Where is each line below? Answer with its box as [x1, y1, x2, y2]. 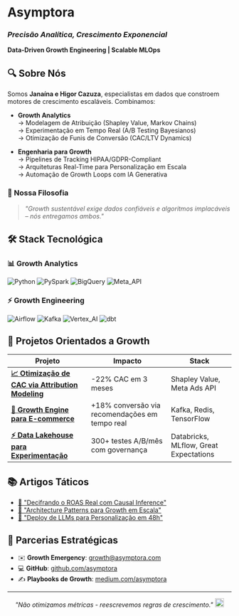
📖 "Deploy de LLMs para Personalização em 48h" [17, 514, 164, 522]
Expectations [170, 449, 215, 459]
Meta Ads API [170, 383, 217, 393]
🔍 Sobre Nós [7, 67, 66, 79]
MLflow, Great [170, 440, 218, 450]
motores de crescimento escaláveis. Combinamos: [7, 97, 156, 106]
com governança [90, 445, 148, 455]
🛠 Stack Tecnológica [7, 233, 103, 245]
